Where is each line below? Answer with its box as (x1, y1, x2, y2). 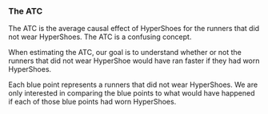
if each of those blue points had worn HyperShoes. (8, 97, 177, 107)
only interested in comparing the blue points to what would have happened (8, 88, 255, 98)
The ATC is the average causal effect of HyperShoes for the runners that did (8, 24, 260, 33)
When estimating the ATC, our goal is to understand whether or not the (8, 48, 242, 57)
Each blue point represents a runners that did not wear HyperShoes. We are (8, 80, 258, 89)
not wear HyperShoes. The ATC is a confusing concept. (8, 32, 192, 41)
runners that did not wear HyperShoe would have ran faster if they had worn (8, 56, 260, 65)
